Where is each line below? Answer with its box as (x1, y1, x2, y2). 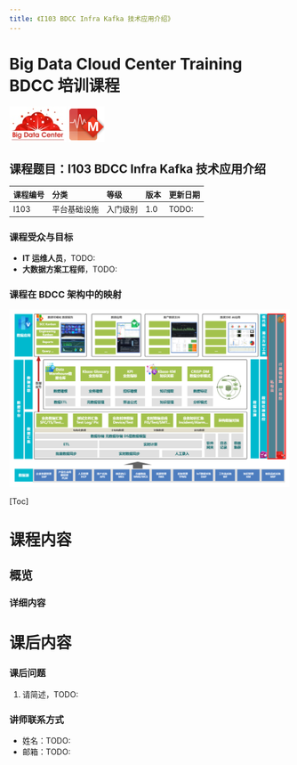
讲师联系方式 (9, 713, 65, 726)
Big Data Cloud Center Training (9, 53, 243, 74)
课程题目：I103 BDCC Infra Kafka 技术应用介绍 (9, 161, 267, 176)
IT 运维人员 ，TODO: (21, 252, 96, 263)
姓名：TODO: (21, 735, 71, 745)
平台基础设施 (52, 204, 100, 215)
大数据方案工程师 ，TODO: (21, 264, 117, 274)
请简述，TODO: (21, 688, 78, 699)
